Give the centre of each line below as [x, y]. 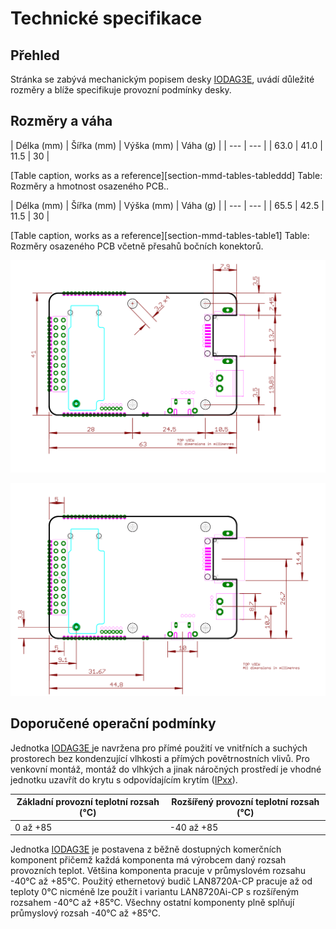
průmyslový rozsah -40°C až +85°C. [85, 913]
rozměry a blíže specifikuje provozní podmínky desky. [121, 90]
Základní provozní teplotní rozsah [88, 802]
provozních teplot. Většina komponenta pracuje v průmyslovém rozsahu [158, 871]
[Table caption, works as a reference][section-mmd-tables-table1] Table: [160, 235]
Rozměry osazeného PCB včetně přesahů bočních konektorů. [137, 246]
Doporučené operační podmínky [113, 723]
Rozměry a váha [61, 121]
